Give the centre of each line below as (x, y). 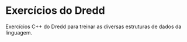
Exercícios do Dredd (56, 11)
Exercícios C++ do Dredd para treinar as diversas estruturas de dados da (93, 26)
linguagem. (19, 32)
